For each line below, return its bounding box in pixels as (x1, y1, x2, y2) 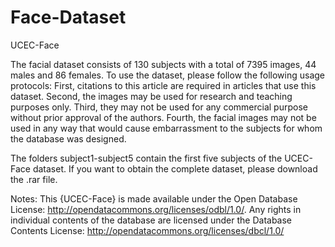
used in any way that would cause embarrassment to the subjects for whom (10, 122, 323, 134)
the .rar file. (10, 173, 58, 185)
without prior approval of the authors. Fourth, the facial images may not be (10, 111, 317, 123)
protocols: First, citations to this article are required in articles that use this (10, 79, 317, 91)
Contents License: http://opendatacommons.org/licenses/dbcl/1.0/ (10, 224, 285, 236)
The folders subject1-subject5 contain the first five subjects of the (10, 152, 283, 164)
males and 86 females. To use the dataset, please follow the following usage (10, 69, 326, 81)
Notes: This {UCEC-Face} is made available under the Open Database (10, 192, 298, 205)
